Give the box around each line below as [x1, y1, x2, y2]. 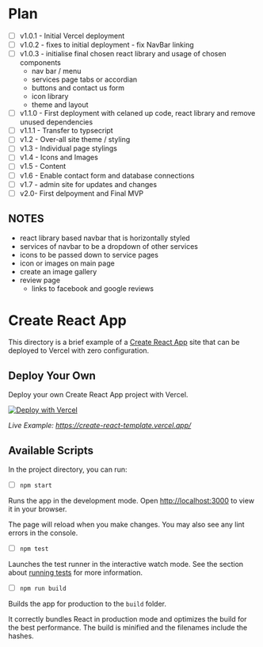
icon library [31, 92, 69, 101]
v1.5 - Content [19, 162, 67, 171]
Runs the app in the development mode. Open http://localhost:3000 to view [8, 496, 255, 506]
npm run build [19, 584, 67, 593]
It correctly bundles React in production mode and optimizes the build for [8, 614, 247, 624]
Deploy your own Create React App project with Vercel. [8, 390, 189, 400]
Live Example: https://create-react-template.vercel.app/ [8, 421, 192, 431]
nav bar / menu [31, 67, 82, 76]
